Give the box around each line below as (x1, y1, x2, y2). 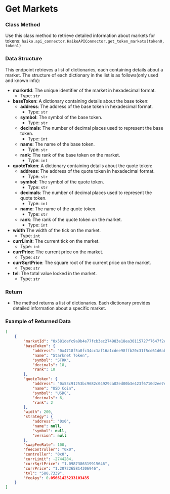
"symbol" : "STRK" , (32, 358, 71, 363)
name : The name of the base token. (20, 141, 95, 147)
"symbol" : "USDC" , (32, 391, 71, 396)
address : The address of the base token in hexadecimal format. (20, 103, 153, 109)
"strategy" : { (23, 414, 53, 420)
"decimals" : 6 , (32, 395, 65, 400)
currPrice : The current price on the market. (12, 249, 104, 255)
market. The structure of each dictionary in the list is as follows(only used (5, 72, 158, 78)
